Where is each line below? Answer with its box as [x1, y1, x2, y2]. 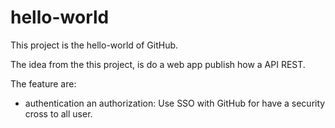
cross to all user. [24, 107, 93, 120]
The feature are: [10, 77, 77, 90]
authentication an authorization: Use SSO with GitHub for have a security [24, 97, 326, 109]
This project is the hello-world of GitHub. [10, 39, 179, 51]
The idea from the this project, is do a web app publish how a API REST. [10, 58, 306, 70]
